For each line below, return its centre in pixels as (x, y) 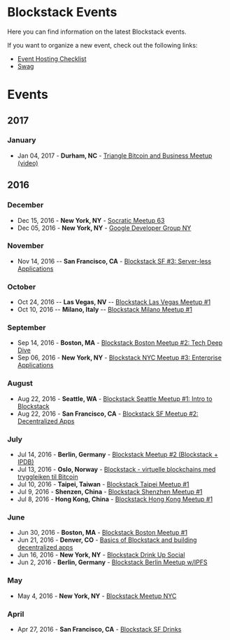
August (20, 383)
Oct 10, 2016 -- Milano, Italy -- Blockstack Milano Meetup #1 (105, 310)
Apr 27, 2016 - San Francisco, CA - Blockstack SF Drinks (99, 629)
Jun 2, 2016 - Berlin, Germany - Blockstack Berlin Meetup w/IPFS (112, 562)
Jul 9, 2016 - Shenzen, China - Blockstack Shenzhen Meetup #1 (110, 491)
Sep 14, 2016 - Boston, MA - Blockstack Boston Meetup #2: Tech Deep (120, 343)
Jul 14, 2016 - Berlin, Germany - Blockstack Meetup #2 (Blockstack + (118, 454)
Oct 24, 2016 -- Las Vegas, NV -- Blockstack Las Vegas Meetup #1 (114, 302)
